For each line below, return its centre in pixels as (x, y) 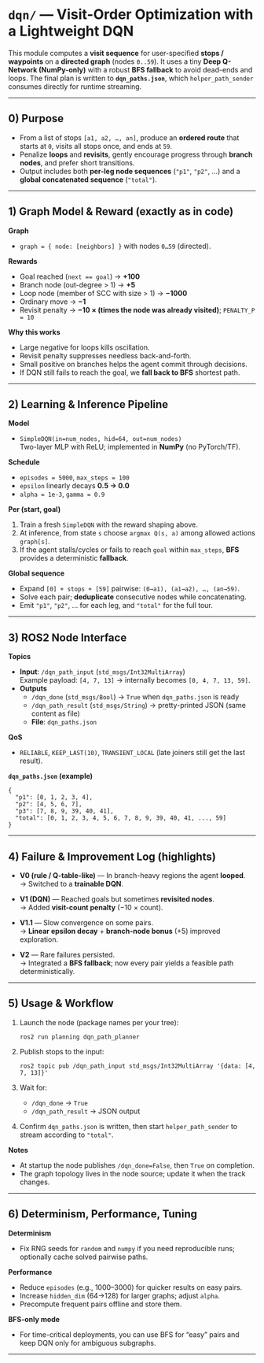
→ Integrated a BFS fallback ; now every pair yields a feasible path (126, 963)
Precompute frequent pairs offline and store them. (101, 1304)
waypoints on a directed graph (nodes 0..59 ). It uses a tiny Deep (115, 61)
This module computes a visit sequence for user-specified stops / (116, 53)
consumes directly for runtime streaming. (75, 86)
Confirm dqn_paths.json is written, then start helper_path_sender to (128, 1126)
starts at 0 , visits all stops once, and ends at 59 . (96, 146)
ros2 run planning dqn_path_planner (79, 1037)
